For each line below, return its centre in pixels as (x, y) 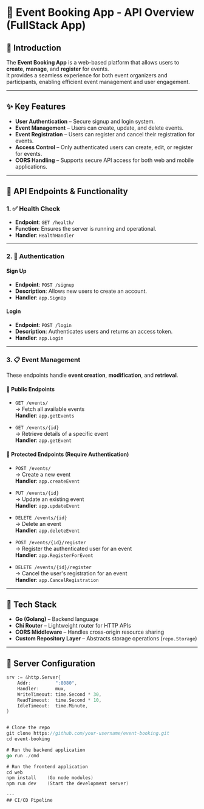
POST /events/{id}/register (50, 542)
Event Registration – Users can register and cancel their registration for (105, 134)
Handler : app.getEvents (45, 416)
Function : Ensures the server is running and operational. (86, 228)
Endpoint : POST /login (43, 324)
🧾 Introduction (34, 48)
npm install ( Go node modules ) (50, 778)
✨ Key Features (36, 107)
